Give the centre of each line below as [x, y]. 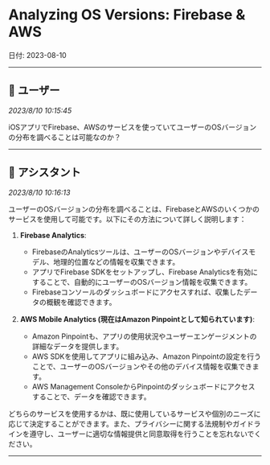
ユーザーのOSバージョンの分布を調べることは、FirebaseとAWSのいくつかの [134, 209]
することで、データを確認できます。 [91, 397]
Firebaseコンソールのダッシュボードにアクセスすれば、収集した [137, 292]
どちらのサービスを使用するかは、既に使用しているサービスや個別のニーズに [135, 414]
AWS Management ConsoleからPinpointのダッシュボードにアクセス [143, 386]
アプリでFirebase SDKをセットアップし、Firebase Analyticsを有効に [145, 272]
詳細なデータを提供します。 [78, 346]
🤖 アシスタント [45, 173]
